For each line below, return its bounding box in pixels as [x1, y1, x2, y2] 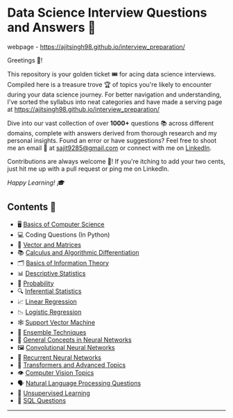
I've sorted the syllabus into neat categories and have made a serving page [7, 97, 223, 106]
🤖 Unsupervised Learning [17, 389, 90, 397]
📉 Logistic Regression [17, 308, 82, 316]
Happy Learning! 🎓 [7, 178, 64, 187]
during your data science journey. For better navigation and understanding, [7, 90, 222, 99]
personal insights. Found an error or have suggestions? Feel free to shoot [7, 136, 217, 144]
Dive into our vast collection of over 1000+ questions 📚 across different [7, 119, 214, 127]
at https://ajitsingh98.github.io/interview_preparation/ [7, 105, 159, 113]
